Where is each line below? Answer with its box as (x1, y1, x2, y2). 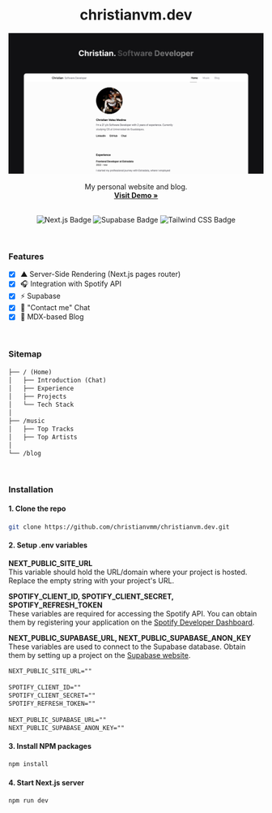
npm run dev (8, 797, 49, 805)
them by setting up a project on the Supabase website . (8, 651, 191, 660)
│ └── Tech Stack (8, 400, 74, 409)
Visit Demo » (113, 191, 159, 201)
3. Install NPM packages (8, 741, 91, 750)
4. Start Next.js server (8, 777, 85, 787)
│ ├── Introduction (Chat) (8, 376, 107, 384)
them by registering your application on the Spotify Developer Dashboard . (8, 617, 255, 627)
